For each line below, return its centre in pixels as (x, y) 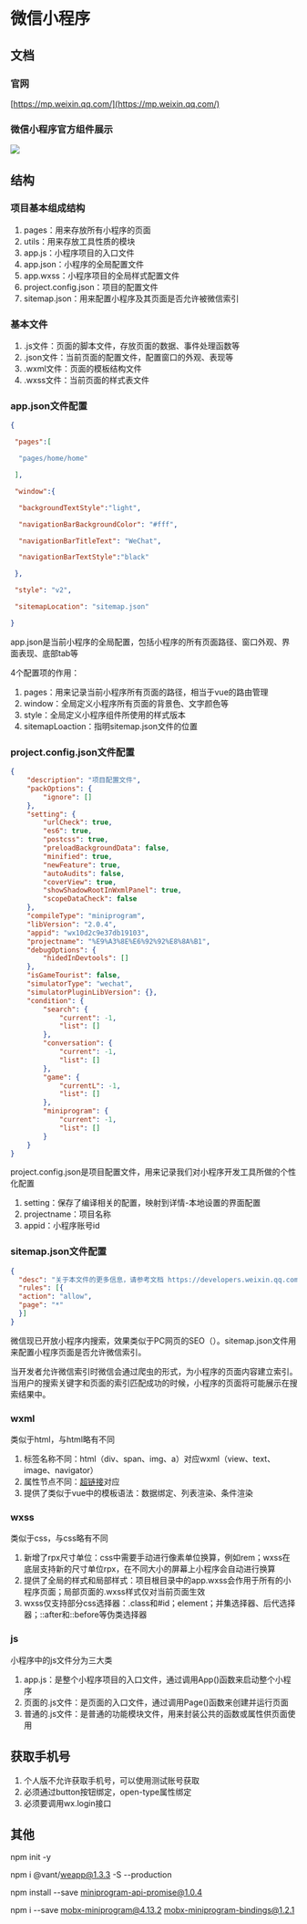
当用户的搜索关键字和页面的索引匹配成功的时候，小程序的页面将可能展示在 (150, 1383)
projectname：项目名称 (67, 1214)
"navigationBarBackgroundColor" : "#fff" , (98, 524)
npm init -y (31, 1857)
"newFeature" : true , (82, 865)
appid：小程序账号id (61, 1226)
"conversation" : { (78, 1043)
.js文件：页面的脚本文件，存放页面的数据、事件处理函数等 (132, 346)
